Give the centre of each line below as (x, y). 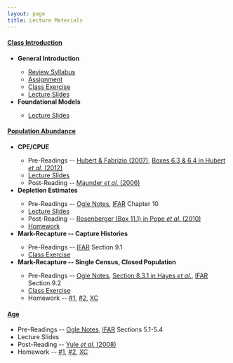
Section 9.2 (45, 283)
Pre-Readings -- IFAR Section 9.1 (75, 247)
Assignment (45, 79)
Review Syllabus (52, 71)
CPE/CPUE (33, 146)
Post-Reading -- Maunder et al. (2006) (84, 182)
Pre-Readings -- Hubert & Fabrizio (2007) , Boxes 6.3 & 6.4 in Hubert (127, 160)
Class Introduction (35, 43)
